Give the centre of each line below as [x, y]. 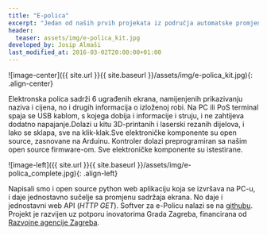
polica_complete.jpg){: [45, 173]
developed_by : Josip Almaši [55, 45]
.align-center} [31, 83]
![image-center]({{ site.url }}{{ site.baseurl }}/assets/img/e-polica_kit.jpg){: [130, 75]
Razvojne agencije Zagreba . [54, 222]
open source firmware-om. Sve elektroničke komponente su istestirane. [126, 149]
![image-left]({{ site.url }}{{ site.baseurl [72, 165]
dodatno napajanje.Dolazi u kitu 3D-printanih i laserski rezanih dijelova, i [126, 124]
